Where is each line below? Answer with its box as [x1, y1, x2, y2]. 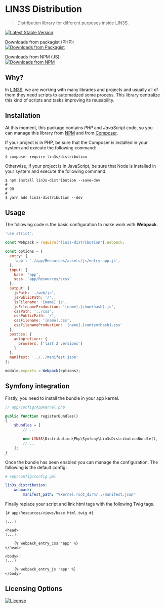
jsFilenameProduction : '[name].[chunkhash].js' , [14, 304, 116, 309]
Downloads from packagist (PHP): [5, 39, 75, 45]
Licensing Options [5, 585, 63, 593]
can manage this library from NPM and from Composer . [5, 130, 118, 136]
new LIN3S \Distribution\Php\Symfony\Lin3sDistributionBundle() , [23, 436, 158, 441]
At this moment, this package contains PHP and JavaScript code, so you [5, 125, 153, 131]
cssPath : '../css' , [14, 309, 54, 314]
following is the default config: [5, 464, 67, 470]
